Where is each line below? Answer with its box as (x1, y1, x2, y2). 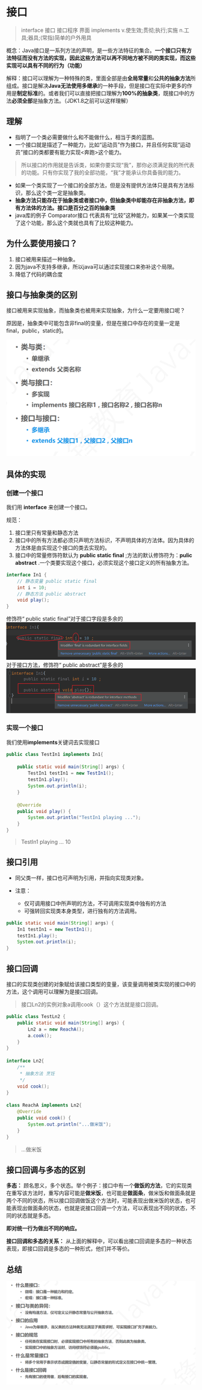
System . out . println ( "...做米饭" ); (28, 1121, 112, 1127)
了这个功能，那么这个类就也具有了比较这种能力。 (14, 219, 136, 226)
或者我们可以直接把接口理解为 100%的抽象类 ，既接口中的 (47, 90, 190, 97)
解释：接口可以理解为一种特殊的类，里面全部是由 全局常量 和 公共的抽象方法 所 (6, 75, 196, 82)
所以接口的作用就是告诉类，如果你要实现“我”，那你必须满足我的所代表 (20, 161, 195, 168)
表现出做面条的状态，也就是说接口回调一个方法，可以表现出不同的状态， (11, 1204, 191, 1212)
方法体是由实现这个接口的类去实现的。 (14, 544, 110, 551)
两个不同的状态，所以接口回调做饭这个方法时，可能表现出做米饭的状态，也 (6, 1197, 191, 1204)
